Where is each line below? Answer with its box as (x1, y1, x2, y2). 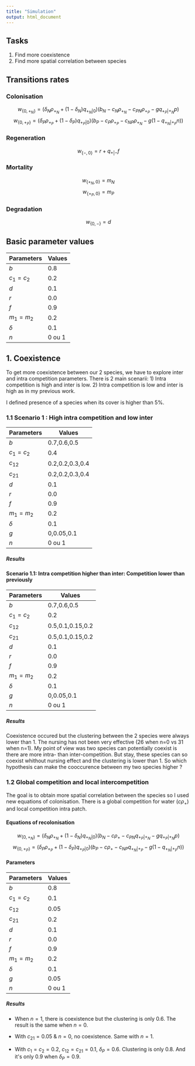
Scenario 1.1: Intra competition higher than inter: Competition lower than (6, 570, 185, 577)
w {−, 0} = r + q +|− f (77, 147, 120, 156)
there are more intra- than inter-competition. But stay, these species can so (6, 751, 188, 758)
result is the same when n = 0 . (14, 1021, 88, 1028)
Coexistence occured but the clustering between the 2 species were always (6, 732, 189, 739)
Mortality (6, 163, 33, 171)
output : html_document (6, 14, 61, 20)
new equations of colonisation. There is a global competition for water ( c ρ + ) (6, 798, 189, 806)
